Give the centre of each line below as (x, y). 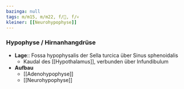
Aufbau (24, 67)
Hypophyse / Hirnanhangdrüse (51, 42)
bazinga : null (23, 11)
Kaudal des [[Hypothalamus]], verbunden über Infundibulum (96, 61)
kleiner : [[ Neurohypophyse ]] (41, 22)
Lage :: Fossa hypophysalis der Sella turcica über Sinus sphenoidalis (96, 55)
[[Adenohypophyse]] (48, 74)
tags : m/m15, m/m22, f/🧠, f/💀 (43, 17)
